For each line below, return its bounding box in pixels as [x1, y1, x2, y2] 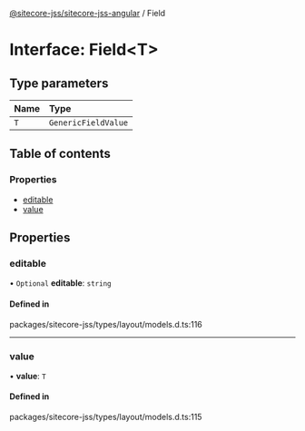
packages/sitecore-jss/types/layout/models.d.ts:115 [9, 412, 202, 423]
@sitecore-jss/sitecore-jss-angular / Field [9, 8, 166, 18]
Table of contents [9, 146, 111, 162]
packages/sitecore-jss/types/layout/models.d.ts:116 [9, 318, 202, 329]
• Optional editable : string [9, 278, 112, 289]
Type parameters [9, 75, 109, 91]
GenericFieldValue [48, 118, 129, 128]
